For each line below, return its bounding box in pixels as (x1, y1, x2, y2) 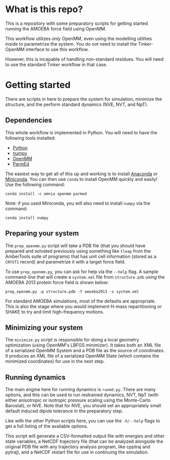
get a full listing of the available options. (5, 423, 89, 429)
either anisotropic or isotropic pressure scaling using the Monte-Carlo (5, 397, 151, 403)
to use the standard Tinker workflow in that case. (5, 61, 108, 67)
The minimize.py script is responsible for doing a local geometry (5, 337, 139, 343)
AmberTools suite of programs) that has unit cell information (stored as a (5, 253, 157, 259)
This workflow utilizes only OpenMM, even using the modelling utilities (5, 35, 152, 42)
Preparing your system (5, 229, 79, 238)
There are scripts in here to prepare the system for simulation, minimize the (5, 96, 162, 102)
